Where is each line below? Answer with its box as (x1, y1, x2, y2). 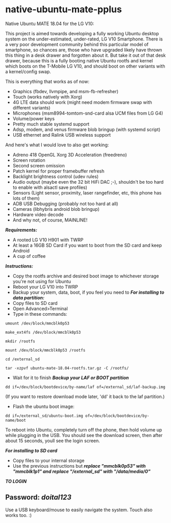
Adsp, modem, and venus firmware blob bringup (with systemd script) (12, 126, 161, 133)
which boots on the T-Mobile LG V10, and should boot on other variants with (5, 63, 165, 69)
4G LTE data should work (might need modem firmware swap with (12, 99, 152, 105)
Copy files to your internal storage (12, 457, 85, 464)
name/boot (5, 418, 27, 423)
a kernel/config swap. (5, 68, 51, 75)
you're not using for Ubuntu (12, 278, 71, 285)
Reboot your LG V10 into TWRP (12, 284, 78, 290)
